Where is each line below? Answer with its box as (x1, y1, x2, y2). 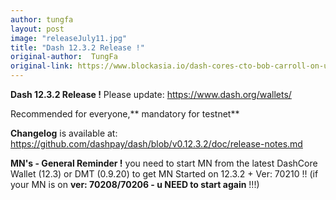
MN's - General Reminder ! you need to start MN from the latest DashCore (10, 157, 318, 169)
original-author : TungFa (10, 52, 118, 62)
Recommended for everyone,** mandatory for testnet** (10, 108, 240, 120)
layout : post (10, 24, 65, 34)
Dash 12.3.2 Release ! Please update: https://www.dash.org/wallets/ (10, 89, 292, 100)
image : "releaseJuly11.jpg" (10, 33, 128, 43)
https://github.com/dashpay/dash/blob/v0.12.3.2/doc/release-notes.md (10, 138, 303, 150)
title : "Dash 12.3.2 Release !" (10, 42, 145, 53)
